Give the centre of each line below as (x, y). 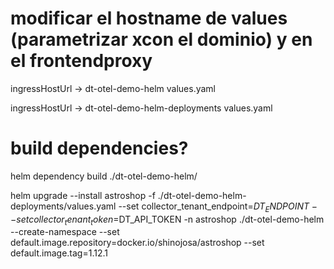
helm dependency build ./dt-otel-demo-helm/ (104, 176)
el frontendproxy (81, 61)
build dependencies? (99, 148)
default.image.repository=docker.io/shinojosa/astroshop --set (137, 243)
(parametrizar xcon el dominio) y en (161, 39)
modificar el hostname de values (149, 18)
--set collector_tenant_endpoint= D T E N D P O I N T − (218, 207)
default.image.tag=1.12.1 (59, 253)
